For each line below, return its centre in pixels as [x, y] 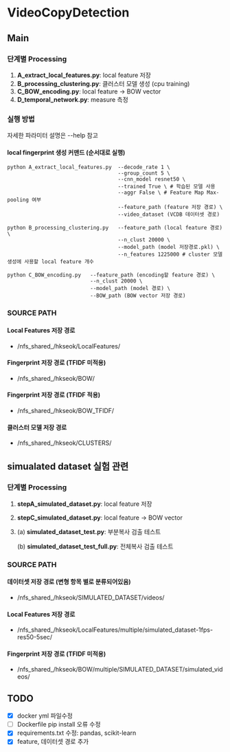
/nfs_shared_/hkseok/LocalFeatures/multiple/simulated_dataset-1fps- [115, 630]
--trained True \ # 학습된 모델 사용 [166, 187]
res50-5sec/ [35, 637]
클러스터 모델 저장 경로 [37, 427]
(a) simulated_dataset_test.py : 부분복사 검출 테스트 [89, 531]
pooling [18, 200]
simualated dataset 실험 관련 [68, 466]
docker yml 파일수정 [45, 716]
